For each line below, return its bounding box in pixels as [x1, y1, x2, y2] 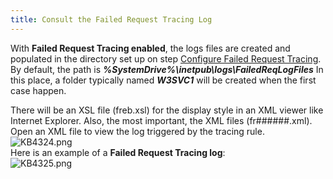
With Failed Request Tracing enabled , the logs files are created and [10, 42, 291, 54]
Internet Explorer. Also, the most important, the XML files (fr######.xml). [10, 114, 313, 126]
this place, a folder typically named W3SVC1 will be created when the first [10, 74, 317, 86]
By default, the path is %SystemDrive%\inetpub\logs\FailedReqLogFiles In [10, 63, 324, 75]
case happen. [10, 84, 67, 96]
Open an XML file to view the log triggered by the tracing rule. [10, 125, 265, 137]
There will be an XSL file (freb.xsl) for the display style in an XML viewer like [10, 104, 324, 116]
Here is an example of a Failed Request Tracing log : [10, 146, 226, 158]
